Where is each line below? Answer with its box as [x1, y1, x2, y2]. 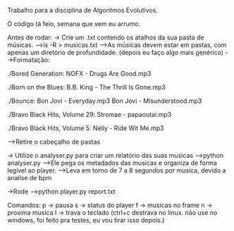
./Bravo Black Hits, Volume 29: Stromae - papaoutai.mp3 [7, 111, 172, 118]
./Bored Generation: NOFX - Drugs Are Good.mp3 [7, 70, 152, 77]
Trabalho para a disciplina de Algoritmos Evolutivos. [7, 6, 159, 14]
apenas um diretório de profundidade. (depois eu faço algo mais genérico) [7, 49, 224, 56]
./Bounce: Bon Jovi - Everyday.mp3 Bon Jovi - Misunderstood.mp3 [7, 96, 202, 105]
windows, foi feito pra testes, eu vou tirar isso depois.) [7, 216, 165, 224]
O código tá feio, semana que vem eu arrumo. [7, 20, 141, 27]
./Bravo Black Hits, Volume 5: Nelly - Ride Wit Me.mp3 [7, 124, 164, 132]
